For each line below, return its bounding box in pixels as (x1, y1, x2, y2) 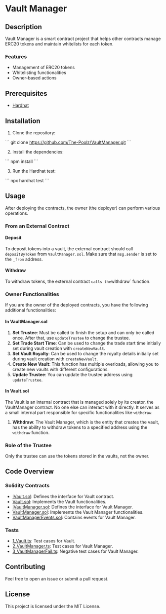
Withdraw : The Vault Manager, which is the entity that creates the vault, (12, 419, 160, 425)
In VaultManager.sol (5, 318, 48, 324)
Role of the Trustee (5, 442, 52, 449)
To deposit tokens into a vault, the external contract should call (5, 245, 133, 252)
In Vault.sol (5, 388, 29, 394)
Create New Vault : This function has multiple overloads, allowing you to (12, 361, 159, 367)
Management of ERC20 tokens (12, 65, 75, 71)
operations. (5, 210, 29, 216)
